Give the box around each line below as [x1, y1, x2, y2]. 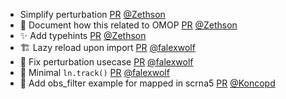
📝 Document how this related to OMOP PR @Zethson [19, 19, 238, 31]
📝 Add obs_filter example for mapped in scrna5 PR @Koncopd [19, 77, 276, 89]
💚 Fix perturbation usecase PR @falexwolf [19, 56, 194, 68]
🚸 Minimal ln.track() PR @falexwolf [19, 67, 170, 78]
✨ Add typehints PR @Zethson [19, 30, 147, 41]
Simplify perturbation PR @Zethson [19, 9, 166, 20]
